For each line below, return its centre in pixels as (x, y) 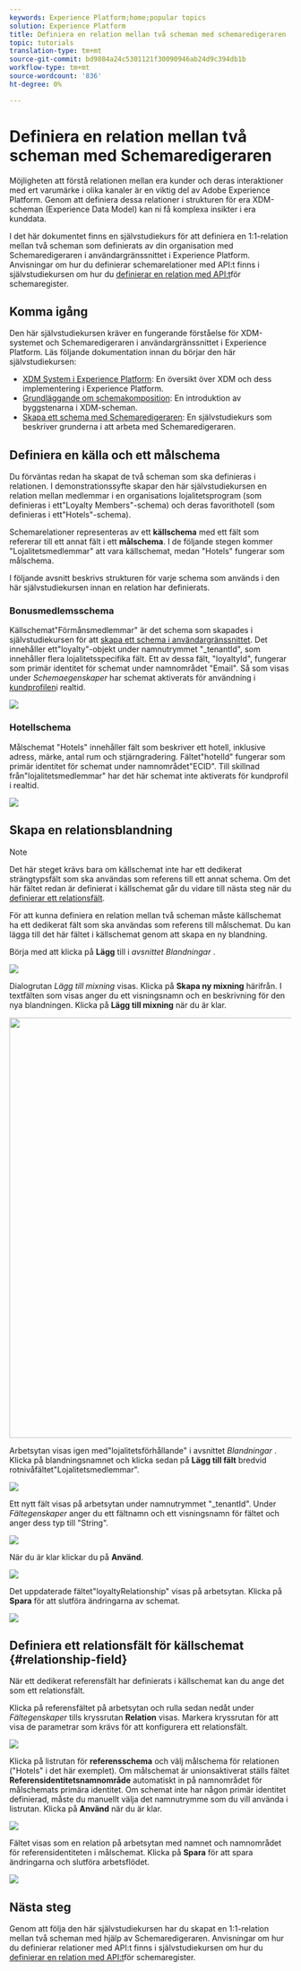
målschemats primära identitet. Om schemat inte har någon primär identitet (148, 1790)
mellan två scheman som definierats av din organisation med (121, 245)
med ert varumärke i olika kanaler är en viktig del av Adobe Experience (140, 190)
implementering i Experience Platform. (93, 389)
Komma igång (49, 312)
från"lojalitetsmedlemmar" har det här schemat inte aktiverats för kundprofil (149, 776)
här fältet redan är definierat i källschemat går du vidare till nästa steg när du (150, 888)
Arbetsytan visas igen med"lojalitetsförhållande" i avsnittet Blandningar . (143, 1450)
